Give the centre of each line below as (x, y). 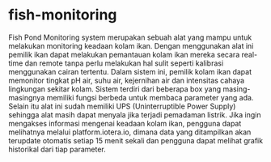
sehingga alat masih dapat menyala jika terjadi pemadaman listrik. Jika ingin (135, 114)
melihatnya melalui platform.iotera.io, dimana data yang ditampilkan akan (130, 132)
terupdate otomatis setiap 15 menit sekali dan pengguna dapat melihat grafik (136, 140)
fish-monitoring (63, 15)
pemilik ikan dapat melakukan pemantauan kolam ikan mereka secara (124, 54)
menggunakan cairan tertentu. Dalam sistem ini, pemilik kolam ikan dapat (130, 71)
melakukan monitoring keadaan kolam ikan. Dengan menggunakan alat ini (131, 45)
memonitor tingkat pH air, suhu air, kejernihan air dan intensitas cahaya (127, 80)
